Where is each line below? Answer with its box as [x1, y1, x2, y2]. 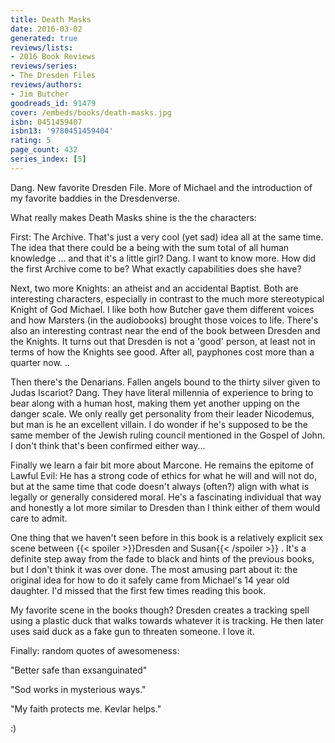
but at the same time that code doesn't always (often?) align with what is [10, 480, 310, 492]
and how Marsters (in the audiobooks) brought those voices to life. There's [10, 314, 319, 326]
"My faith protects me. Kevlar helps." [10, 702, 162, 715]
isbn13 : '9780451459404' [10, 126, 114, 136]
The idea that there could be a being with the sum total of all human [10, 241, 290, 253]
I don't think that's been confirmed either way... [10, 439, 206, 451]
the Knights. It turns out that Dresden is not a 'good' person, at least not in [10, 335, 316, 347]
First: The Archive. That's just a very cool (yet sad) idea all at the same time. [10, 231, 324, 243]
